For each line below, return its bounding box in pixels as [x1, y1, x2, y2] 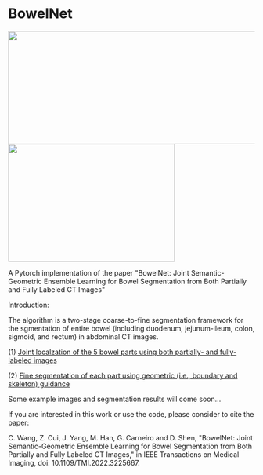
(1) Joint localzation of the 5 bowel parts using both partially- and [8, 347, 218, 356]
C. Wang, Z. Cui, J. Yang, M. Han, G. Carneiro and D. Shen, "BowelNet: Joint [8, 433, 253, 442]
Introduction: [8, 300, 49, 309]
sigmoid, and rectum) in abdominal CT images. [8, 331, 159, 342]
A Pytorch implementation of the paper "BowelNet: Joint [8, 268, 189, 277]
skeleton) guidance [8, 378, 70, 389]
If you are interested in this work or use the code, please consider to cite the [8, 409, 254, 418]
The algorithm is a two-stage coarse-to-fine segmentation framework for [8, 315, 244, 324]
